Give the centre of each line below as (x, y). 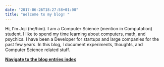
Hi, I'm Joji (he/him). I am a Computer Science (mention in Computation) (79, 28)
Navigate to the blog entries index (41, 59)
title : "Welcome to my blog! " (37, 14)
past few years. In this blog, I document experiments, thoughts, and (74, 44)
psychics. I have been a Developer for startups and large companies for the (82, 39)
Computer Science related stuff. (38, 50)
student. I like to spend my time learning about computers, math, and (76, 34)
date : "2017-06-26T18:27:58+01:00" (42, 10)
